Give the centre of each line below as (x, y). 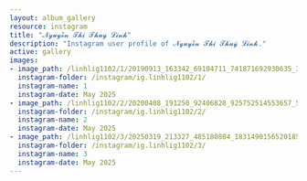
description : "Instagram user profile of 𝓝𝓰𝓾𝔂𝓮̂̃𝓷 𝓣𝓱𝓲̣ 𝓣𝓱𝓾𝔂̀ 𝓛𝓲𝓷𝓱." (138, 43)
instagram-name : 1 (53, 86)
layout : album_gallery (53, 18)
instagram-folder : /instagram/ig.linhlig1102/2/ (112, 112)
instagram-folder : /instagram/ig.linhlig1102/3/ (112, 145)
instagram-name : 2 (53, 120)
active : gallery (40, 52)
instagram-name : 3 (53, 154)
